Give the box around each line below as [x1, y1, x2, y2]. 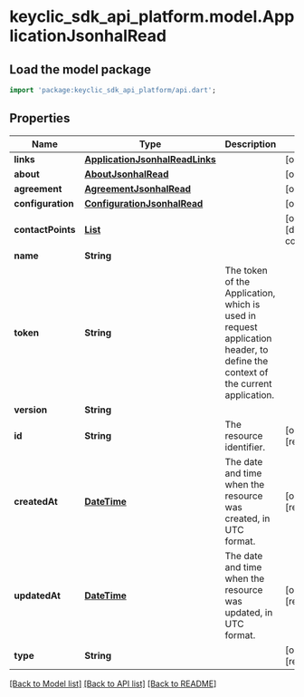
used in [224, 309, 256, 322]
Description [224, 138, 277, 150]
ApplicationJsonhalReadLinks [84, 152, 217, 165]
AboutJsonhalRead [84, 168, 169, 180]
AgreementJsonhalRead [84, 182, 192, 195]
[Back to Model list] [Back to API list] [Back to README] [9, 678, 217, 689]
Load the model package [9, 62, 152, 77]
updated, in [224, 605, 273, 618]
